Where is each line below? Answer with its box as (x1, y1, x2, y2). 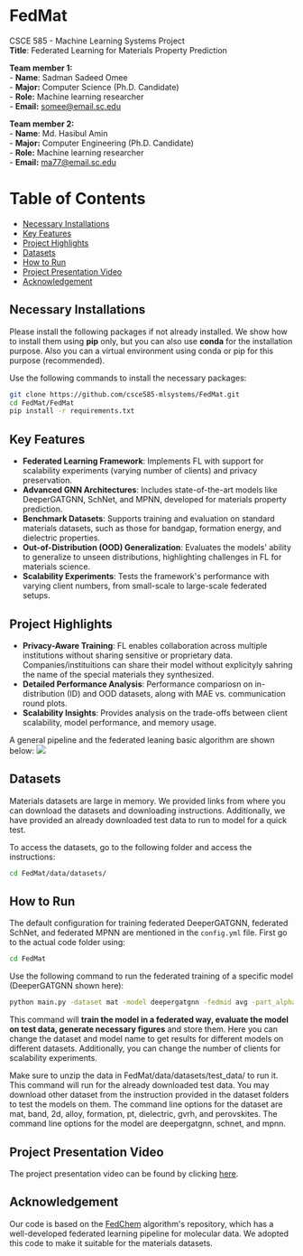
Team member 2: (9, 118, 75, 129)
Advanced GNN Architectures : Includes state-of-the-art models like (22, 484, 278, 495)
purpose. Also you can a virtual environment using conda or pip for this (9, 345, 273, 356)
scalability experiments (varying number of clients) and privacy (22, 465, 258, 476)
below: (9, 745, 34, 755)
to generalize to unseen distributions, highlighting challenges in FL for (22, 552, 282, 563)
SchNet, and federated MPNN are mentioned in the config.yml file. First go (9, 927, 288, 938)
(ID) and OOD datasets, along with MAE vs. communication (66, 688, 286, 698)
